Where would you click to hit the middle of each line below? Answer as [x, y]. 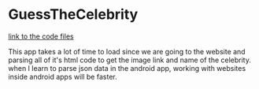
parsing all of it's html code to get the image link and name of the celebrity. [130, 60]
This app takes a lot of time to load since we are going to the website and [127, 51]
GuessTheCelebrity [73, 15]
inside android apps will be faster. [63, 76]
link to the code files [41, 36]
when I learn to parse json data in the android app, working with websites [127, 68]
